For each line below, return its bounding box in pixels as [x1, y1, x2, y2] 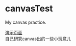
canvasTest [5, 3, 53, 14]
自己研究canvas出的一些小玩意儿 [5, 36, 72, 42]
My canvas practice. [5, 19, 47, 25]
